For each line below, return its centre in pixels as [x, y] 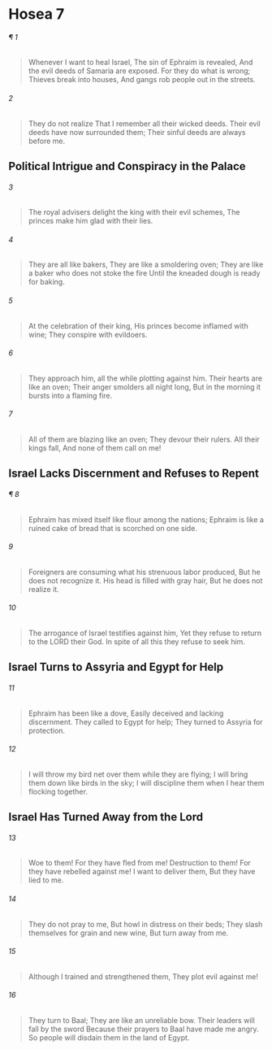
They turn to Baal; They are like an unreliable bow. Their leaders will [142, 1020]
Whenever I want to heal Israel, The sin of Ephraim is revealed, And [140, 63]
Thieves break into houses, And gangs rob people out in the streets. [142, 80]
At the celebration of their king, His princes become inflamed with [138, 325]
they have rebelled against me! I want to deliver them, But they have [142, 872]
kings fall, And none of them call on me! [95, 448]
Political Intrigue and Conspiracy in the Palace [127, 166]
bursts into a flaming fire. [70, 395]
